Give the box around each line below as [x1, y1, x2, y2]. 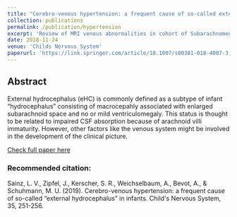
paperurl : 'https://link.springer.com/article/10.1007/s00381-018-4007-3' [7, 50, 232, 57]
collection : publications [7, 17, 83, 24]
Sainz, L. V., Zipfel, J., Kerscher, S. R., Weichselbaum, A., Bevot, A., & [7, 179, 207, 187]
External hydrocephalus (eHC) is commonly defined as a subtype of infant [7, 94, 223, 103]
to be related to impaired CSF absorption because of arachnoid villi [7, 117, 202, 125]
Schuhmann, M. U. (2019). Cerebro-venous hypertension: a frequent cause [7, 186, 226, 194]
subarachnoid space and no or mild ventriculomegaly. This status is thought [7, 109, 228, 118]
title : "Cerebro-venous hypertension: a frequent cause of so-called [7, 10, 217, 18]
